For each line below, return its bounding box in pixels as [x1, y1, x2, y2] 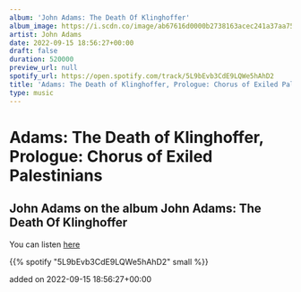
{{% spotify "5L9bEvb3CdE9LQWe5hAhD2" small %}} [9, 256, 209, 267]
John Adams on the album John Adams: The [9, 201, 262, 217]
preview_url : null [9, 64, 78, 73]
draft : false [9, 47, 58, 56]
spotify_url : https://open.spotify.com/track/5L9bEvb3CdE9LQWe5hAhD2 [9, 72, 275, 81]
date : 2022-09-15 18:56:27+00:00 [9, 38, 134, 48]
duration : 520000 [9, 55, 74, 64]
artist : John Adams [9, 30, 82, 39]
